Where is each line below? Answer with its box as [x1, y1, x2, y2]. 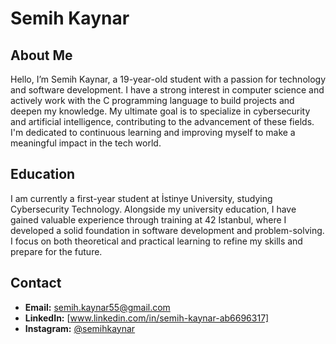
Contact [10, 275, 62, 292]
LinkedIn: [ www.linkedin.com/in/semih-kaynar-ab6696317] [24, 312, 270, 324]
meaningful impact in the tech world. [10, 137, 162, 149]
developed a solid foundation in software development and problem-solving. [10, 224, 325, 236]
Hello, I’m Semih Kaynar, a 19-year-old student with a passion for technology [10, 73, 327, 85]
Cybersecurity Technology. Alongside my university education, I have [10, 203, 297, 215]
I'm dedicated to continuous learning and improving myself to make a [10, 127, 296, 138]
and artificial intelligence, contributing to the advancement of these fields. [10, 116, 315, 127]
